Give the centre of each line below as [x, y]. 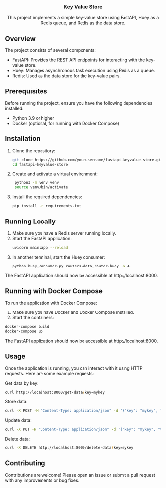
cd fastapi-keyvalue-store [40, 164]
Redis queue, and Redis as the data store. [83, 23]
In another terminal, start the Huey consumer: [59, 257]
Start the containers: [33, 318]
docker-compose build [27, 327]
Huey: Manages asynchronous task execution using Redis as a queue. [83, 71]
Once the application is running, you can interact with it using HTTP [74, 368]
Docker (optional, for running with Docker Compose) [66, 123]
